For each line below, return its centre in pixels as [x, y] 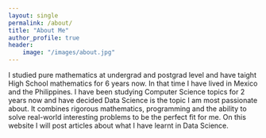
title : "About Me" [39, 30]
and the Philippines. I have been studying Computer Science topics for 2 [127, 92]
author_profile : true [44, 38]
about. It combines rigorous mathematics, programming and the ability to [128, 109]
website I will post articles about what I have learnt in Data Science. [118, 125]
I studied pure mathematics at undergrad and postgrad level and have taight [132, 75]
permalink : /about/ [40, 23]
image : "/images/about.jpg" [69, 52]
